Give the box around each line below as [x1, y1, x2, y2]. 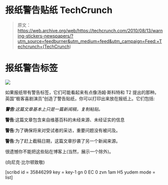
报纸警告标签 [5, 63, 58, 74]
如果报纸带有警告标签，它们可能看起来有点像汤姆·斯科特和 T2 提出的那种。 [5, 89, 159, 95]
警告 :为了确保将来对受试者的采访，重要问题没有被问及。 [5, 127, 121, 133]
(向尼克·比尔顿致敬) [5, 159, 45, 165]
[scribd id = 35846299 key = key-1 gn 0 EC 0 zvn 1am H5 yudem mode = [5, 169, 156, 175]
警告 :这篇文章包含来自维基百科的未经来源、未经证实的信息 [5, 117, 125, 123]
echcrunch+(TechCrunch [17, 43, 70, 49]
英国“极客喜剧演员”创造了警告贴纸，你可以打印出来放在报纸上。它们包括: [5, 95, 155, 101]
